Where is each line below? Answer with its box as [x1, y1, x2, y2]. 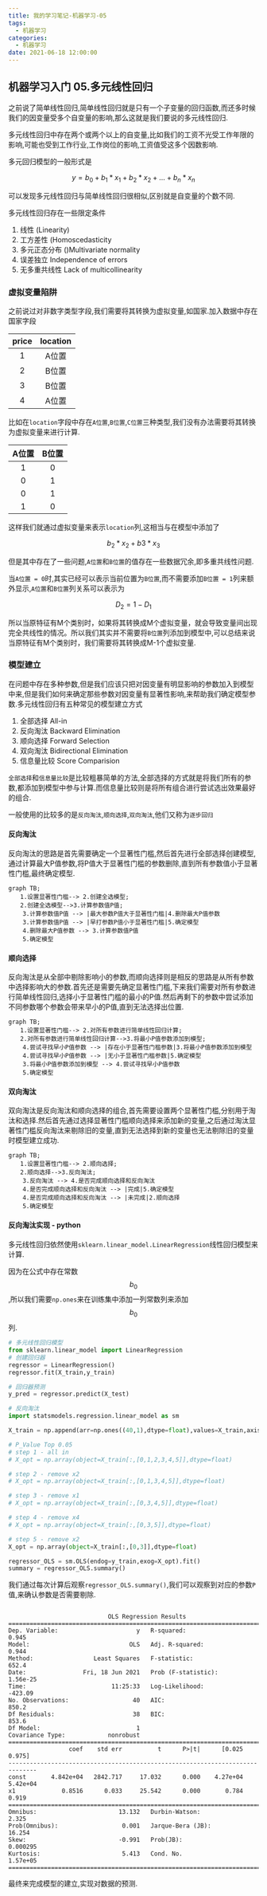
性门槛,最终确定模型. [8, 869, 75, 877]
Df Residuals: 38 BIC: [8, 1710, 165, 1718]
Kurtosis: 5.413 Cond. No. [8, 1850, 183, 1858]
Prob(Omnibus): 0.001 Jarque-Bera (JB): [8, 1822, 212, 1830]
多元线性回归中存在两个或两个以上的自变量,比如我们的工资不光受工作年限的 [8, 129, 254, 139]
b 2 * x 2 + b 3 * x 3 [106, 538, 161, 550]
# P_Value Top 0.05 [8, 1440, 73, 1449]
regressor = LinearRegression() [8, 1360, 115, 1369]
